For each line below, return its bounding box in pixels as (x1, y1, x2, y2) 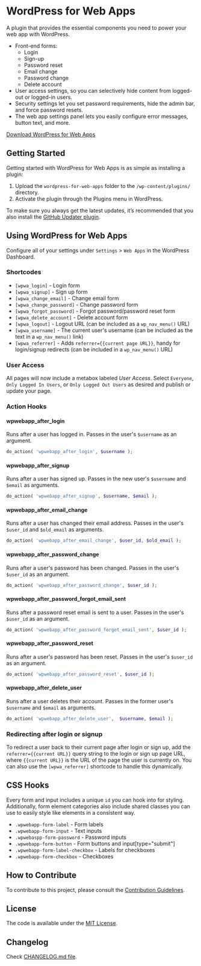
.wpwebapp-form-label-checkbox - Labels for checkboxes (14, 846, 155, 853)
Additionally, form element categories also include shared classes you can (6, 803, 191, 810)
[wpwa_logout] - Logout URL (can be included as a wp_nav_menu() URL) (14, 320, 190, 327)
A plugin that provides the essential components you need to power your (6, 24, 187, 31)
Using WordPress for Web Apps (6, 231, 128, 241)
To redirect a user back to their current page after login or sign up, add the (6, 743, 191, 751)
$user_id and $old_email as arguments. (6, 526, 104, 533)
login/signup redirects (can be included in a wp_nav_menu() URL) (14, 345, 173, 353)
